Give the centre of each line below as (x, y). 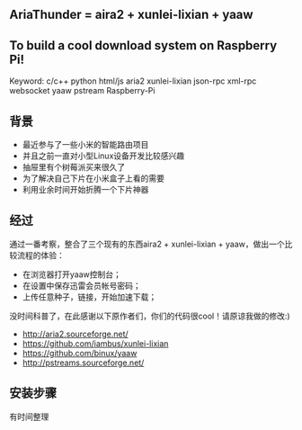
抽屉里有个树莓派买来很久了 (74, 167)
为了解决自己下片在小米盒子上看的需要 (93, 178)
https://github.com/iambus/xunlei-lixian (95, 343)
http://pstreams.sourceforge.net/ (83, 363)
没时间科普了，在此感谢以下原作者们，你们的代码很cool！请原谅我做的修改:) (150, 316)
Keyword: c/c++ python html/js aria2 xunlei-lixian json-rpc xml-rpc (133, 81)
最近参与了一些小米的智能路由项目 (85, 145)
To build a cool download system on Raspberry (143, 45)
